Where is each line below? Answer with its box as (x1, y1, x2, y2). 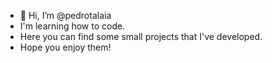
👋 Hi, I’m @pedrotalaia (19, 10, 112, 21)
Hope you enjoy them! (19, 41, 112, 53)
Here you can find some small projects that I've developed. (19, 31, 263, 42)
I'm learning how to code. (19, 20, 126, 32)
